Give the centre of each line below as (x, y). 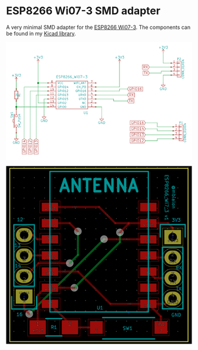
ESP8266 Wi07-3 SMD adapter (83, 11)
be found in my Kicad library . (41, 33)
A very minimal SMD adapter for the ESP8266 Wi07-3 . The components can (98, 27)
